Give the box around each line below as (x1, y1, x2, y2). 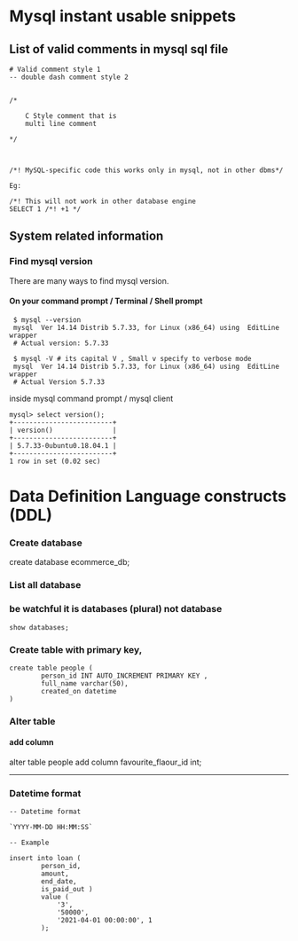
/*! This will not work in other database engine (9, 197, 197, 206)
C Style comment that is (25, 112, 117, 121)
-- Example (9, 838, 50, 848)
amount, (41, 869, 69, 879)
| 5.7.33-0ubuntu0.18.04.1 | (9, 441, 117, 450)
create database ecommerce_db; (9, 557, 130, 568)
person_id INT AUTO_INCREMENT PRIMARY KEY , (41, 671, 208, 680)
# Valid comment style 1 (9, 65, 101, 74)
